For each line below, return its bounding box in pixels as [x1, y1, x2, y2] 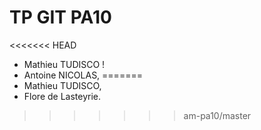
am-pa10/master [183, 109, 252, 121]
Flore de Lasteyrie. [23, 90, 102, 102]
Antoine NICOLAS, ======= [23, 69, 143, 81]
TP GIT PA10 [9, 6, 112, 29]
